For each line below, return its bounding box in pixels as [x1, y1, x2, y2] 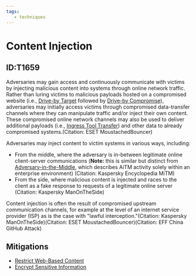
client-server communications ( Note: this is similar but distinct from [14, 157, 178, 164]
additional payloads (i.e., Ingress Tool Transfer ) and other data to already [6, 122, 183, 129]
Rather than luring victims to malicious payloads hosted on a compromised [6, 90, 187, 97]
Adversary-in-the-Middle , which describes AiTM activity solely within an [14, 163, 190, 170]
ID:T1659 [6, 63, 40, 73]
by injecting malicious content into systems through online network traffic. [6, 85, 185, 92]
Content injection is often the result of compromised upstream [6, 200, 157, 207]
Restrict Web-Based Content [14, 257, 84, 264]
